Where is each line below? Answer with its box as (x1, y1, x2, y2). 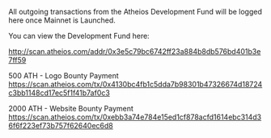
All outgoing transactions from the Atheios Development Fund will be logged (8, 7, 263, 16)
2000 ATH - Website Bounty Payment (8, 104, 133, 113)
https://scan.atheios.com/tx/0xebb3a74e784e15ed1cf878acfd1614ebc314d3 (8, 112, 261, 122)
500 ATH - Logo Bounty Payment (8, 71, 119, 80)
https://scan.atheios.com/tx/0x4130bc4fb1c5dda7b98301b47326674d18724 (8, 80, 263, 89)
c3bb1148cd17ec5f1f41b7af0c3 (8, 88, 111, 98)
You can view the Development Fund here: (8, 31, 150, 40)
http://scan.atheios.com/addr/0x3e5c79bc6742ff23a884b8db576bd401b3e (8, 47, 261, 56)
